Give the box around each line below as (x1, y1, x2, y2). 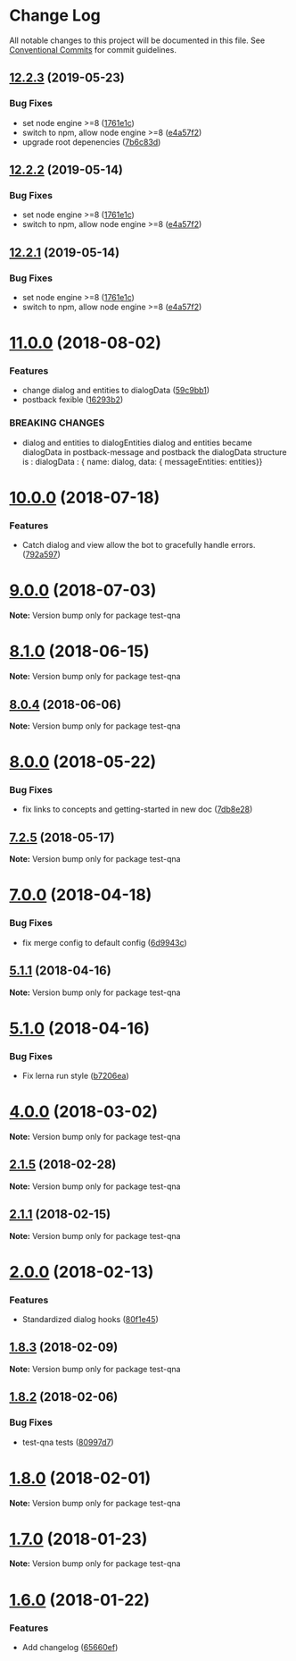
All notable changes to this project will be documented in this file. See (9, 35, 266, 46)
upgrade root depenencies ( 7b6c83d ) (21, 136, 161, 148)
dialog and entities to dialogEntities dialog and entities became (21, 437, 252, 448)
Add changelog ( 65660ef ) (21, 1641, 119, 1652)
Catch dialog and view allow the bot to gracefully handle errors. (21, 540, 256, 551)
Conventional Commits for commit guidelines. (9, 44, 177, 55)
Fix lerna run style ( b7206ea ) (21, 1070, 129, 1082)
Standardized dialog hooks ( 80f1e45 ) (21, 1314, 159, 1325)
